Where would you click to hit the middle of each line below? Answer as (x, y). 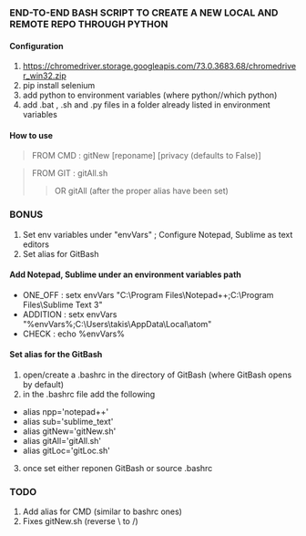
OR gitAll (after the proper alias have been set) (142, 191)
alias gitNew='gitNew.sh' (69, 431)
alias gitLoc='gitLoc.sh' (66, 451)
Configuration (36, 46)
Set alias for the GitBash (56, 355)
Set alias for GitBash (61, 253)
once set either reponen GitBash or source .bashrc (117, 469)
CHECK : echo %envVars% (74, 334)
